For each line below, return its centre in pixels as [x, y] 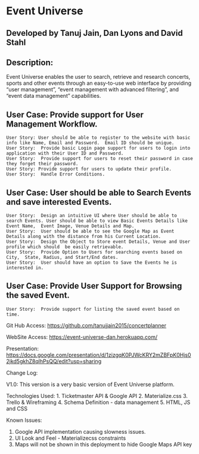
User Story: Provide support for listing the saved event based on [93, 309]
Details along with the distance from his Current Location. [84, 237]
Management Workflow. [52, 124]
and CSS [17, 408]
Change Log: [22, 373]
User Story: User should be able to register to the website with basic [98, 138]
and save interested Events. [59, 202]
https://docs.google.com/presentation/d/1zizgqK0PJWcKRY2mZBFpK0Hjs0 [99, 355]
